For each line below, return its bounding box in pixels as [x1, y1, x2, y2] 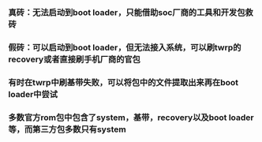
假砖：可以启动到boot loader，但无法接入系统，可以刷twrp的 [8, 42, 241, 53]
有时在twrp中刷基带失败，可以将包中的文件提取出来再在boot [8, 77, 239, 88]
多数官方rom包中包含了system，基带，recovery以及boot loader [8, 112, 254, 123]
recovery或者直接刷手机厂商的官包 [8, 54, 140, 65]
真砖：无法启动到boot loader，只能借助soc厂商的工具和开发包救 [8, 6, 254, 17]
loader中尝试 [8, 88, 58, 99]
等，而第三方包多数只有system [8, 124, 126, 135]
